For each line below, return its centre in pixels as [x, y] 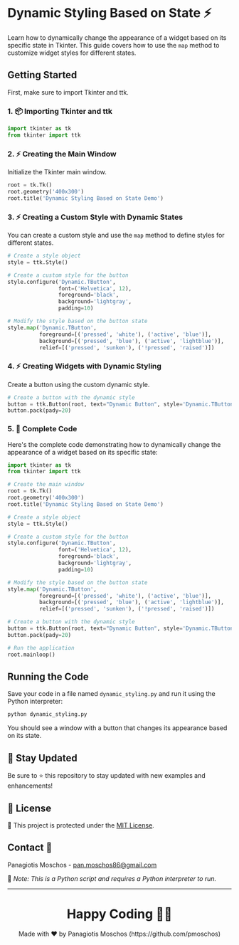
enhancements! [30, 786]
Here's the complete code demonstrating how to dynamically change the [114, 444]
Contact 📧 [30, 848]
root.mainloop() [31, 655]
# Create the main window [46, 485]
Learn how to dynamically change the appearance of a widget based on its [117, 37]
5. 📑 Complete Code [42, 429]
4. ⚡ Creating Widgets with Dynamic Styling [85, 366]
